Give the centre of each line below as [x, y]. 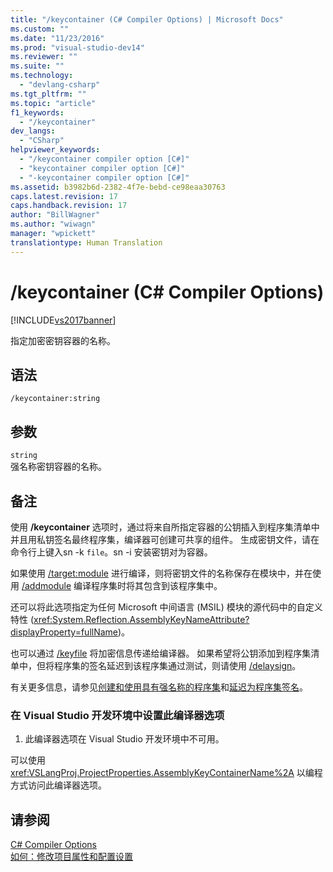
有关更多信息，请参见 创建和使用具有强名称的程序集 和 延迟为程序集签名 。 [159, 687]
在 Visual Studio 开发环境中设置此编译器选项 [117, 715]
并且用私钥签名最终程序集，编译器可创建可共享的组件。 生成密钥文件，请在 [165, 539]
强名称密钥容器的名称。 [58, 467]
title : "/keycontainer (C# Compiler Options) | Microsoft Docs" [147, 19]
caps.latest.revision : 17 [64, 196]
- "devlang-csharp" [60, 85]
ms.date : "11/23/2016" [57, 38]
